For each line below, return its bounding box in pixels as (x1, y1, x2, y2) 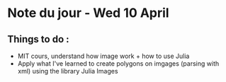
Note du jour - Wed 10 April (7, 5, 169, 21)
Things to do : (7, 33, 69, 45)
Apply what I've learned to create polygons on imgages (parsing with (17, 59, 220, 68)
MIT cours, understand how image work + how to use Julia (17, 52, 190, 60)
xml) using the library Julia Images (17, 67, 118, 75)
